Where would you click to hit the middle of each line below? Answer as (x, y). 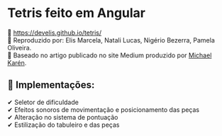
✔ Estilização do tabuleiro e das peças (63, 125)
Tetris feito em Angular (77, 13)
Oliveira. (20, 47)
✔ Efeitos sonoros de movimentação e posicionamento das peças (104, 109)
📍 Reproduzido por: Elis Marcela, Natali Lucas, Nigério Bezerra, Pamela (111, 40)
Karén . (17, 62)
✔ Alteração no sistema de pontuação (63, 117)
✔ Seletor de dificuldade (43, 102)
